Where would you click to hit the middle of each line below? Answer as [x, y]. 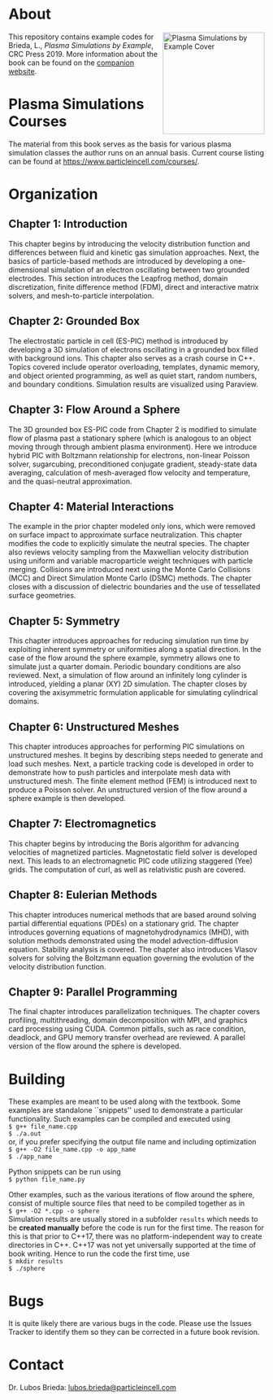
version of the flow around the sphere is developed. [95, 1046]
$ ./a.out [25, 1134]
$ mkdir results [36, 1262]
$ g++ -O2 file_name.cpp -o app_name [72, 1150]
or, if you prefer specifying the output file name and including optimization [132, 1142]
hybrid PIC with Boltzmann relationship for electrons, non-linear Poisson [129, 455]
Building [37, 1079]
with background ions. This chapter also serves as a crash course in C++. [132, 358]
